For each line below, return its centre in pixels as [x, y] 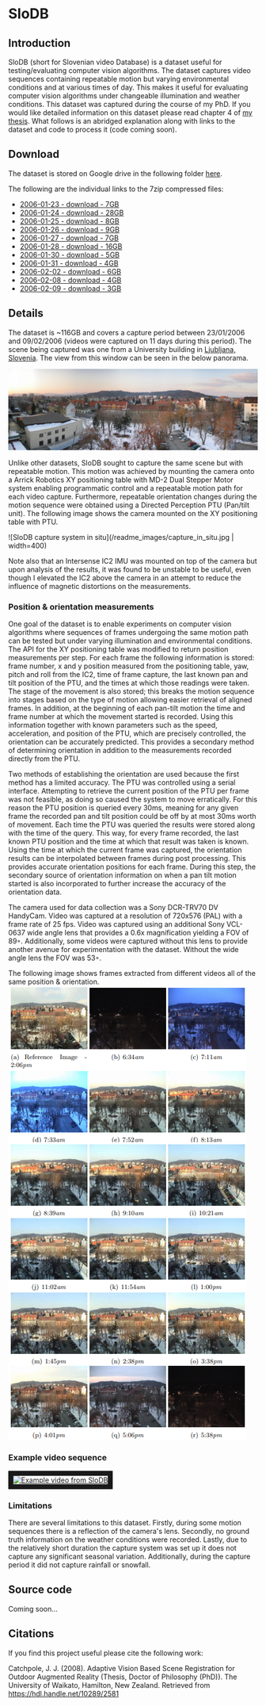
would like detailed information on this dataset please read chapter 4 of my [131, 113]
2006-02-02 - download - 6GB [70, 271]
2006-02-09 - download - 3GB [70, 288]
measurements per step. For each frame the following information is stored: [131, 658]
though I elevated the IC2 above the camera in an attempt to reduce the [125, 578]
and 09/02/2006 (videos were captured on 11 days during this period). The [130, 341]
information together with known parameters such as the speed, [113, 725]
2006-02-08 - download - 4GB [70, 280]
